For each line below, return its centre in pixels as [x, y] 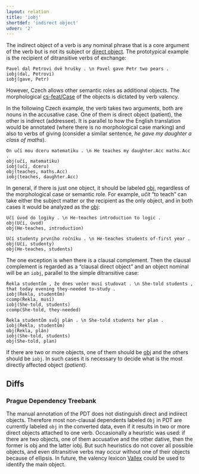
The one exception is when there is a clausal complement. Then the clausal [99, 261]
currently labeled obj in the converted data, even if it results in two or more [98, 426]
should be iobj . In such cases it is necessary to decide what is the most [94, 359]
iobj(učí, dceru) [28, 167]
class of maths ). [26, 140]
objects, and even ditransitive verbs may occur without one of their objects [98, 451]
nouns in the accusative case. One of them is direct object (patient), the [94, 114]
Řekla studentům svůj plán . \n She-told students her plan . [85, 320]
